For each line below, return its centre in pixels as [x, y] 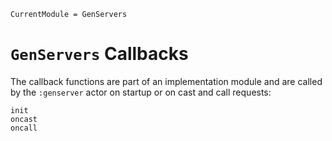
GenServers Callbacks [99, 54]
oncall [24, 128]
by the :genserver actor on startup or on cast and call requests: [141, 92]
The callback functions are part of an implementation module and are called [166, 81]
